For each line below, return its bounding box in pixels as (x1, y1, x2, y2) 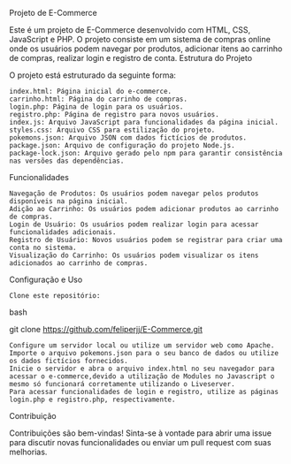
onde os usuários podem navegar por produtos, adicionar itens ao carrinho (9, 43, 283, 54)
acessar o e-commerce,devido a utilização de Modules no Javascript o (9, 372, 275, 381)
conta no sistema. (9, 243, 77, 252)
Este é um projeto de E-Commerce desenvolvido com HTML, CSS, (9, 25, 250, 34)
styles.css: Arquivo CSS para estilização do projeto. (9, 126, 216, 134)
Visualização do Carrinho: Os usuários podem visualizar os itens (9, 251, 259, 260)
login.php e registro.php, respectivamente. (9, 395, 176, 404)
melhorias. (9, 446, 48, 457)
